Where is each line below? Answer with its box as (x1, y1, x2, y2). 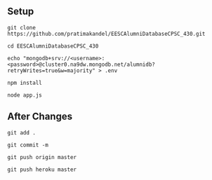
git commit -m (7, 141, 49, 148)
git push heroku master (7, 166, 77, 173)
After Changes (7, 111, 72, 123)
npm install (7, 79, 42, 86)
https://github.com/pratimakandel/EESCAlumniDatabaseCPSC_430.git (7, 30, 206, 37)
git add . (7, 129, 37, 136)
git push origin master (7, 153, 77, 160)
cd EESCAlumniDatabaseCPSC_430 (7, 42, 99, 50)
